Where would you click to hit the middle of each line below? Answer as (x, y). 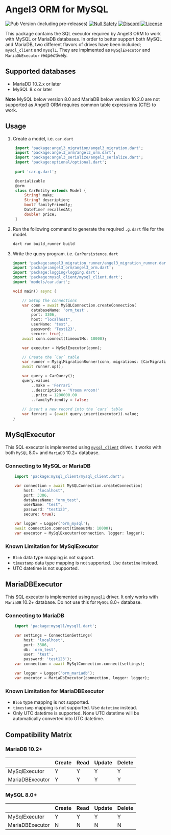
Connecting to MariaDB (35, 615)
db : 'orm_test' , (41, 649)
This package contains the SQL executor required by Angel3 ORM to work (83, 33)
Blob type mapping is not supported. (51, 702)
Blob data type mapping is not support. (54, 557)
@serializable (30, 181)
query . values (36, 381)
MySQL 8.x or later (32, 89)
